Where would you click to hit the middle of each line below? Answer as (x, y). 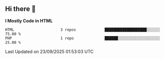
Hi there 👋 (21, 9)
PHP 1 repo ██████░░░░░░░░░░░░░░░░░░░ (83, 38)
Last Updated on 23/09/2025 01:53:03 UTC (49, 51)
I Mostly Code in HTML (29, 20)
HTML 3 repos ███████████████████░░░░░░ (83, 30)
